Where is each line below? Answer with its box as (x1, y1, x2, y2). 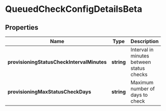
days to (130, 92, 148, 98)
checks (130, 71, 148, 78)
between (130, 58, 151, 65)
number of (130, 85, 155, 92)
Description (130, 38, 159, 45)
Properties (5, 23, 39, 32)
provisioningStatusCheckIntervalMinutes (7, 58, 107, 65)
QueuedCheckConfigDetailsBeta (5, 3, 142, 15)
